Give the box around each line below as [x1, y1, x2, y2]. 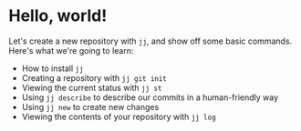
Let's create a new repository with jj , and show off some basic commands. [8, 35, 293, 46]
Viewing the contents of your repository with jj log [21, 111, 216, 122]
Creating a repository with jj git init [21, 72, 168, 83]
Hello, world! [8, 5, 108, 26]
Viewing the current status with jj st [21, 82, 162, 93]
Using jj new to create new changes [21, 101, 160, 112]
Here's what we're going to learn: [8, 45, 134, 55]
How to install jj [21, 63, 84, 74]
